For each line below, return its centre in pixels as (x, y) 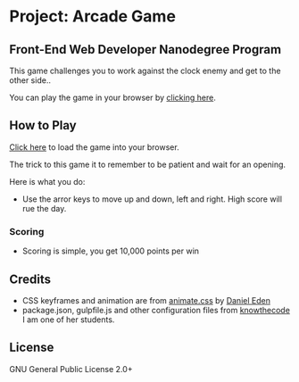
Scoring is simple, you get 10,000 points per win (110, 251)
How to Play (43, 125)
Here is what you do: (47, 181)
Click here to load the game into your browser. (95, 147)
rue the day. (44, 208)
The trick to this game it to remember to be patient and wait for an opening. (148, 164)
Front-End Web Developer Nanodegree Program (145, 50)
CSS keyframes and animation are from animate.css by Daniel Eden (146, 300)
